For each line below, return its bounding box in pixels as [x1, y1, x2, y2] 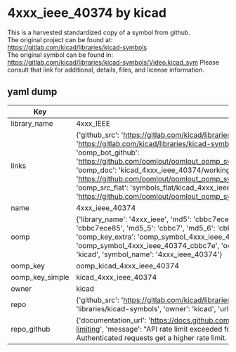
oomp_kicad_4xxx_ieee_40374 [76, 261, 179, 270]
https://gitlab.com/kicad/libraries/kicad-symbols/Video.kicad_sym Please [7, 58, 220, 66]
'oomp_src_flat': [76, 183, 129, 193]
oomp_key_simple [11, 272, 70, 282]
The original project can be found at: [7, 35, 113, 44]
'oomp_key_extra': [76, 232, 136, 242]
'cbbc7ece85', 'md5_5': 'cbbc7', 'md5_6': [76, 223, 216, 233]
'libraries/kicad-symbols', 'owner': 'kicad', [76, 304, 216, 313]
